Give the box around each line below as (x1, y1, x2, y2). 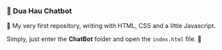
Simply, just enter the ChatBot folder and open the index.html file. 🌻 (6, 35, 203, 43)
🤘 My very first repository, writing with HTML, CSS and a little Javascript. (6, 22, 216, 30)
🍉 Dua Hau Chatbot (6, 6, 72, 16)
